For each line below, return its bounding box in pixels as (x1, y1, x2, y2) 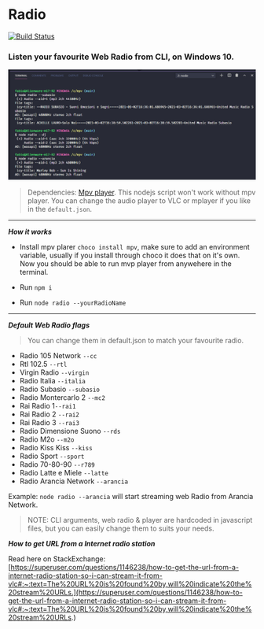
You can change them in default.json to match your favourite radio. (27, 336, 244, 346)
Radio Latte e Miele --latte (19, 468, 108, 478)
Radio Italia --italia (19, 376, 86, 386)
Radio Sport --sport (19, 451, 85, 461)
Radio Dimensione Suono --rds (19, 427, 121, 436)
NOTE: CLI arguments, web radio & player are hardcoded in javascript (27, 516, 253, 525)
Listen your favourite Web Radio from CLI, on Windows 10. (8, 51, 234, 62)
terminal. (19, 268, 49, 277)
